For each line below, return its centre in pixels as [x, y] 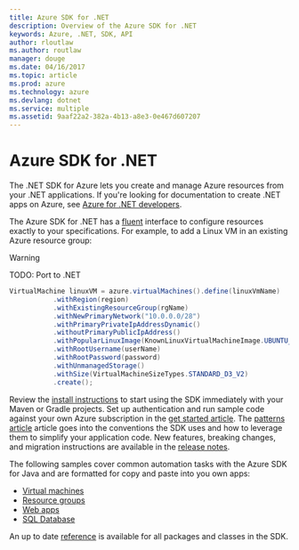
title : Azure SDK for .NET [59, 17]
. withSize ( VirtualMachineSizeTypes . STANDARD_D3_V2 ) [151, 374]
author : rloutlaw [41, 42]
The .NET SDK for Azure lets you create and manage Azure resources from [147, 186]
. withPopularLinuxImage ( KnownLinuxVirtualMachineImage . [159, 341]
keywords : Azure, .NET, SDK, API [71, 34]
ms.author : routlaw [45, 51]
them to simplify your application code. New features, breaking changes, [142, 437]
